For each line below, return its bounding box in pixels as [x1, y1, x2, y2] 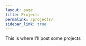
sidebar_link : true [5, 21, 47, 27]
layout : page [5, 7, 33, 13]
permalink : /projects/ [5, 17, 53, 22]
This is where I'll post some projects [5, 35, 81, 41]
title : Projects [5, 12, 40, 17]
